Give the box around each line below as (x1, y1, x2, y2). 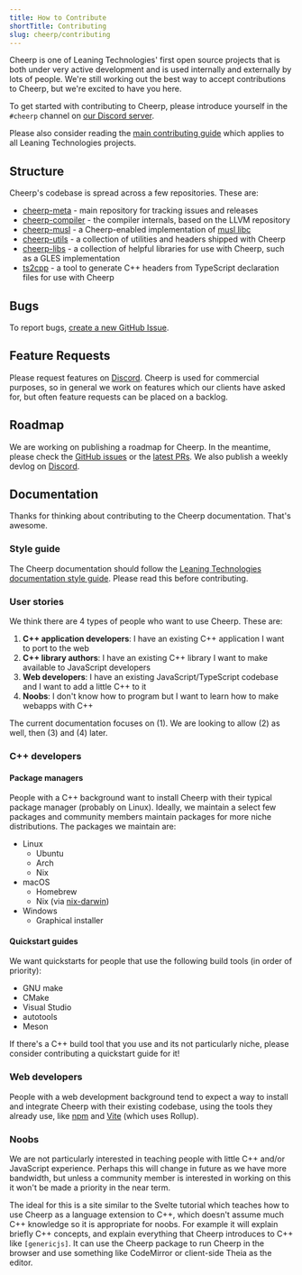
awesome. (9, 520, 48, 531)
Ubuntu (35, 848, 64, 859)
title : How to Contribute (9, 13, 106, 23)
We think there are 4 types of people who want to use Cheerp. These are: (9, 616, 283, 627)
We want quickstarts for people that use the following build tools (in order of (9, 956, 293, 967)
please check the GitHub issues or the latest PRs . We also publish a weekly (9, 451, 288, 462)
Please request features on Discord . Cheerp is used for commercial (9, 371, 260, 383)
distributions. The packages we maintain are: (9, 821, 177, 832)
